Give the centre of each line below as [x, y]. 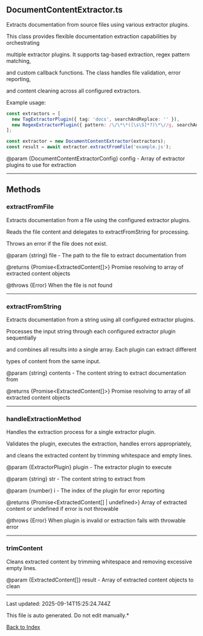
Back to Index [23, 627]
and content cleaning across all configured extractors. [74, 91]
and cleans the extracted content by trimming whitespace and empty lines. [99, 456]
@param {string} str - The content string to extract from [76, 479]
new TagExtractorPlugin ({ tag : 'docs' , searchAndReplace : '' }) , [96, 119]
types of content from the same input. [53, 361]
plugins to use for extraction [41, 165]
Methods [24, 190]
